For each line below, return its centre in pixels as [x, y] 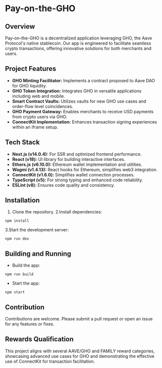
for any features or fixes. [30, 324]
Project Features [31, 69]
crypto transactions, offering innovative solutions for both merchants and [78, 48]
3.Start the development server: [37, 230]
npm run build [19, 274]
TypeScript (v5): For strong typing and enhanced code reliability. [78, 180]
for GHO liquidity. [29, 86]
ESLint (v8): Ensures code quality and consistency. [63, 185]
